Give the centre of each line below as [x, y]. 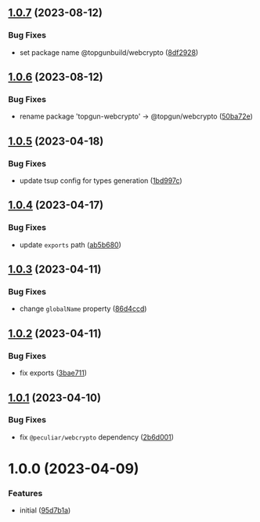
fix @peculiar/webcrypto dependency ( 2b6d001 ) [97, 437]
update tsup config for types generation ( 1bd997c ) [101, 181]
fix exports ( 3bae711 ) [53, 373]
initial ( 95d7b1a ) [45, 510]
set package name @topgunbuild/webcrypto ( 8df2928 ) [109, 52]
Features [25, 493]
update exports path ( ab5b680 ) [70, 245]
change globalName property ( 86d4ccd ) [83, 308]
